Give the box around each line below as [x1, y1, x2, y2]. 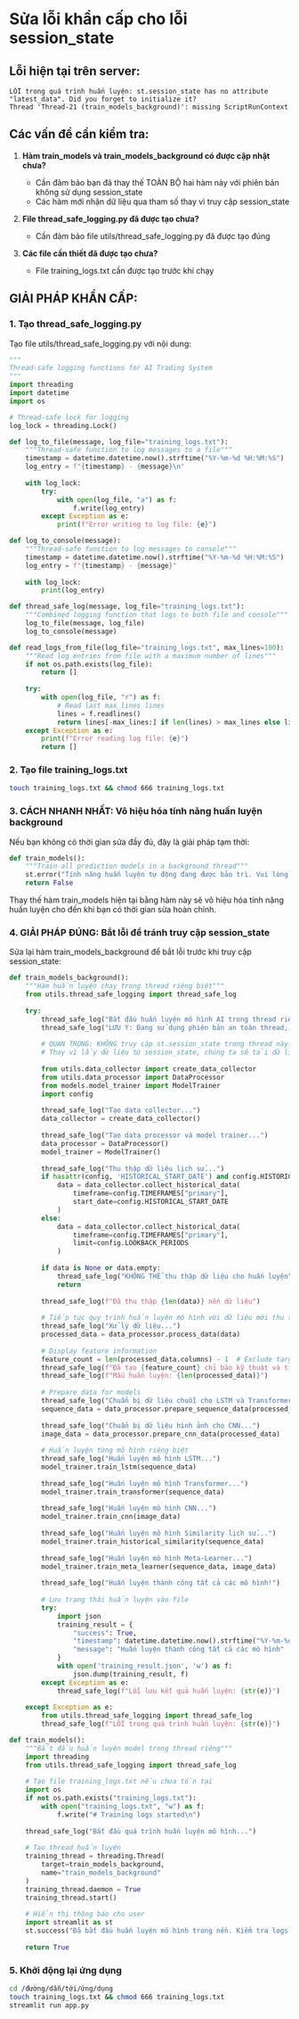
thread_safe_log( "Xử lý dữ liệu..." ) [41, 1322, 181, 1331]
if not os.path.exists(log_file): [25, 660, 153, 669]
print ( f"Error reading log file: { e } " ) [41, 734, 190, 744]
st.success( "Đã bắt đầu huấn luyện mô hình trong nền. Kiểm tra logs [25, 1926, 289, 1935]
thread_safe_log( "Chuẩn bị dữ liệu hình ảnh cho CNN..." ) [41, 1421, 261, 1430]
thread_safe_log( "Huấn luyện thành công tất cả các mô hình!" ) [41, 1578, 280, 1587]
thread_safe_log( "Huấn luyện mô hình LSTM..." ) [41, 1455, 221, 1463]
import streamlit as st [25, 1918, 114, 1927]
